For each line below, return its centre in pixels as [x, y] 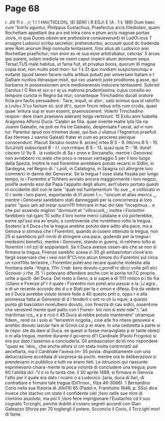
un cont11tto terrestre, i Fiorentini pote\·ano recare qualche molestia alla [78, 262]
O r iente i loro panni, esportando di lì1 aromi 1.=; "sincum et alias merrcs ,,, [81, 194]
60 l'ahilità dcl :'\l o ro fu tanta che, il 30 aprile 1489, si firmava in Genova [79, 372]
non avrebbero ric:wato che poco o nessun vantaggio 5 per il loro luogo [78, 158]
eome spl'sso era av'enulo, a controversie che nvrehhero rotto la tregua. [78, 221]
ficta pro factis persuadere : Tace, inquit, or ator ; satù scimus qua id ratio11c [82, 100]
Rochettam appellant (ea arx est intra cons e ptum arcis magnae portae [77, 32]
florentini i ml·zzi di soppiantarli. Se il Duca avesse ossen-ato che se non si [81, 247]
